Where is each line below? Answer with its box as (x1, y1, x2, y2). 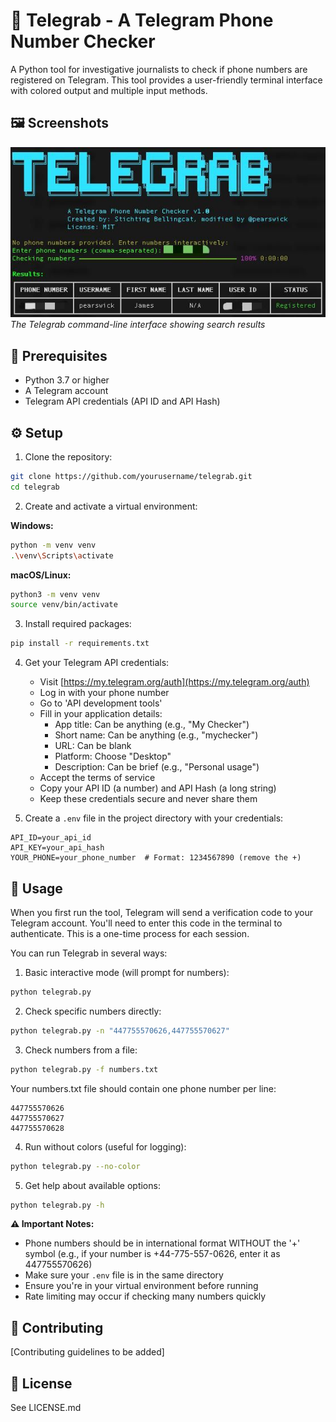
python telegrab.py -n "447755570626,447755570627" (10, 1025, 230, 1036)
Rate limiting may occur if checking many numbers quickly (24, 1290, 267, 1303)
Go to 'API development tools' (39, 697, 163, 709)
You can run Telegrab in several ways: (10, 947, 168, 959)
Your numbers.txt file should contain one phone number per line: (10, 1082, 277, 1094)
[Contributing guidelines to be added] (10, 1346, 165, 1358)
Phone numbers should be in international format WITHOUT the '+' (24, 1237, 301, 1249)
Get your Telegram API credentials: (24, 657, 170, 669)
